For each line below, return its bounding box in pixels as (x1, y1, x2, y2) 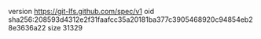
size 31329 (47, 23, 83, 32)
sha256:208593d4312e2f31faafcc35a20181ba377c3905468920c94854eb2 (8, 15, 253, 24)
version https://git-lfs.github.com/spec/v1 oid (8, 7, 155, 16)
